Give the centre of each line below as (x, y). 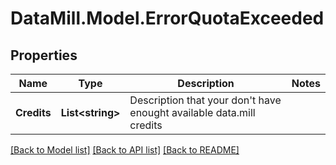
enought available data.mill (192, 112)
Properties (44, 55)
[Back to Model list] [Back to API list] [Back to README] (125, 150)
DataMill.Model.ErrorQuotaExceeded (167, 18)
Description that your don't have (205, 100)
